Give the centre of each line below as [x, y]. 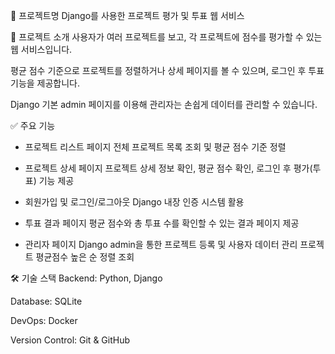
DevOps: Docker [44, 320]
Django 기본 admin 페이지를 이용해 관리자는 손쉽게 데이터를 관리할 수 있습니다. [164, 104]
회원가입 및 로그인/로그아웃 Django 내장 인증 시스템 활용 [134, 202]
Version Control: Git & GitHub [70, 340]
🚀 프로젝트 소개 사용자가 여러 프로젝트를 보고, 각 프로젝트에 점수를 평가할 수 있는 [166, 37]
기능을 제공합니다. [45, 83]
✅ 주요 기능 [33, 125]
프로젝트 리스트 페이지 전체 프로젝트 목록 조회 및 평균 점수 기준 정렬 [155, 147]
